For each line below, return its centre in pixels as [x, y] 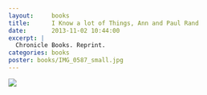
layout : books [39, 16]
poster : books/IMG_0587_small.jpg [66, 61]
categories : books [39, 53]
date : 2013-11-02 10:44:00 [64, 30]
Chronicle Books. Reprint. [61, 46]
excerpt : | [26, 38]
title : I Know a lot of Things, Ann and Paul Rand [103, 23]
